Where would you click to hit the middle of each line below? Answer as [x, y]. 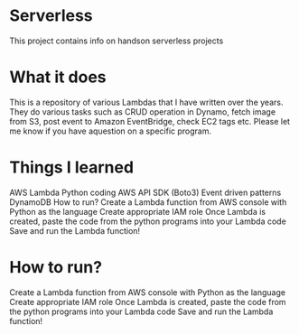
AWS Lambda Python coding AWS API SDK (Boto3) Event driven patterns [145, 192]
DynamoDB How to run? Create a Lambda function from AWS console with [148, 202]
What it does [58, 77]
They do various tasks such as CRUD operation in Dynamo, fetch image [143, 111]
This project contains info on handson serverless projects [117, 41]
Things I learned [71, 167]
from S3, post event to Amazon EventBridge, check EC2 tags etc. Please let [150, 121]
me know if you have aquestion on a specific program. [111, 131]
